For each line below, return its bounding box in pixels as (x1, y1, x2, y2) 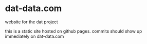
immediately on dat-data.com (5, 33, 64, 39)
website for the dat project (5, 19, 58, 25)
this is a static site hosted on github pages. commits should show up (5, 28, 142, 34)
